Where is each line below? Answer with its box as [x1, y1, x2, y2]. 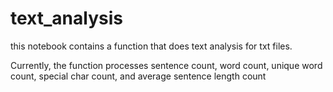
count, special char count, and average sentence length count [10, 70, 267, 82]
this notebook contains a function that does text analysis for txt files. [10, 40, 293, 52]
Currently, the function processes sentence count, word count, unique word [10, 59, 323, 71]
